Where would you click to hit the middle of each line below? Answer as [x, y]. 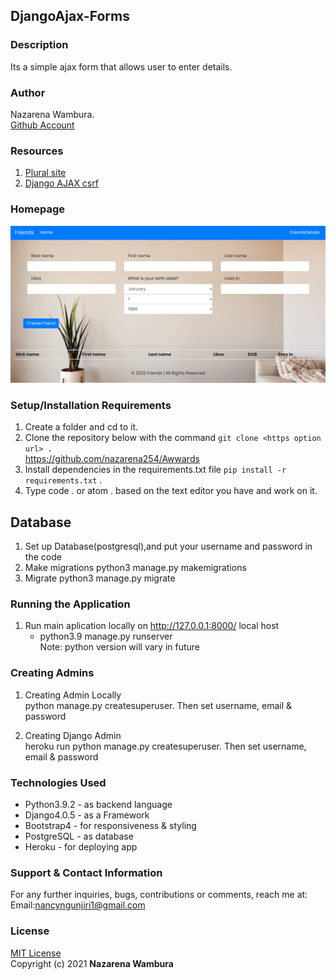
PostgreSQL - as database [79, 836]
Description [39, 45]
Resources [37, 151]
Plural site [45, 173]
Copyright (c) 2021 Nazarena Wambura [92, 963]
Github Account [42, 125]
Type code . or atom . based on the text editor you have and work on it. [171, 491]
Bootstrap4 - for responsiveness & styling [110, 826]
